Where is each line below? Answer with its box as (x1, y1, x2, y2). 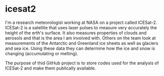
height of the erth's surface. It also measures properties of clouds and (5, 30, 147, 36)
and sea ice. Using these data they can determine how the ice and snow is (5, 45, 155, 51)
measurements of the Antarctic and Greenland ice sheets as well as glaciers (5, 40, 159, 46)
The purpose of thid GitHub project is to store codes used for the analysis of (5, 60, 159, 66)
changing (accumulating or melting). (5, 50, 78, 57)
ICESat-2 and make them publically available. (5, 65, 96, 71)
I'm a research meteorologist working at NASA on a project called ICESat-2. (5, 19, 158, 25)
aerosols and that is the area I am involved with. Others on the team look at (5, 35, 156, 41)
